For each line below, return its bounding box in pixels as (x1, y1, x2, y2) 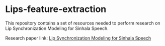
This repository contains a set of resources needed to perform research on (5, 20, 160, 26)
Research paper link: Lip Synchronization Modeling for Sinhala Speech (5, 35, 151, 41)
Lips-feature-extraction (5, 3, 107, 15)
